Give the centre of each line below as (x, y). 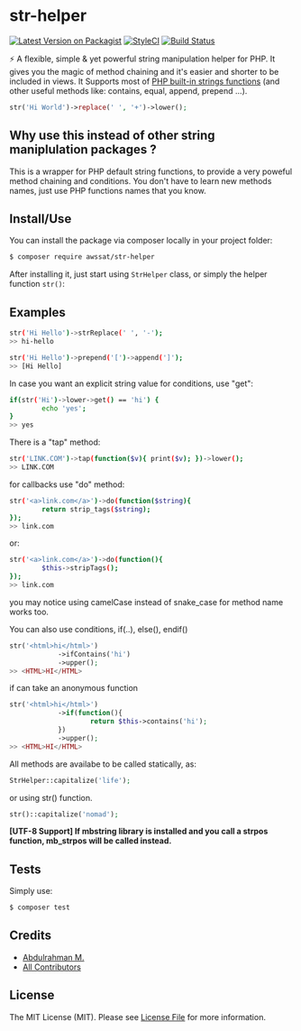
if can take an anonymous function (73, 688)
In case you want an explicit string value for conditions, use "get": (132, 383)
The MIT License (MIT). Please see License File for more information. (137, 1017)
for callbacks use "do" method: (67, 484)
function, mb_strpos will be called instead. (91, 841)
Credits (31, 936)
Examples (37, 312)
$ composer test (40, 907)
